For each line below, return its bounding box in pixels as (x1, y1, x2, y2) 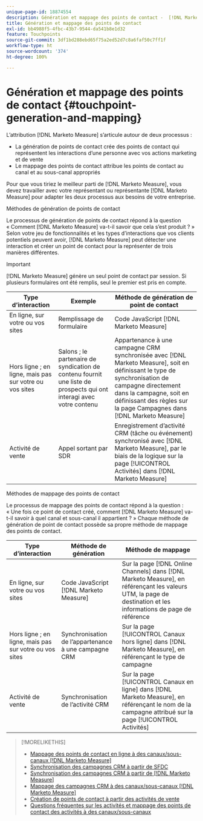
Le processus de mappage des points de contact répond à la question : (6, 501, 184, 509)
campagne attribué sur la (121, 708, 193, 716)
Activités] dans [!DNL (114, 467, 175, 475)
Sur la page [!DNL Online (121, 559, 192, 568)
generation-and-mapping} (6, 111, 142, 125)
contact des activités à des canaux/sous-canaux (30, 808, 152, 815)
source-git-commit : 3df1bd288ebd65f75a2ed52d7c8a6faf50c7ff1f (6, 37, 166, 43)
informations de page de (121, 605, 192, 613)
